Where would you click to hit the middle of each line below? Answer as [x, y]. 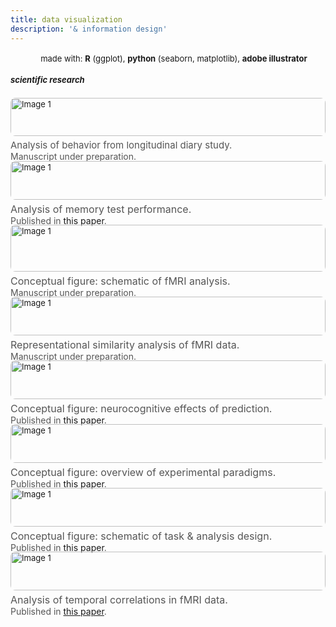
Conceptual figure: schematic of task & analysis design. [141, 536]
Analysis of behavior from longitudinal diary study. [121, 145]
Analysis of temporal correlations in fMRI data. [119, 600]
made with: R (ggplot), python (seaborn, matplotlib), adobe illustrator [174, 58]
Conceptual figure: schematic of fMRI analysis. [120, 281]
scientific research [47, 79]
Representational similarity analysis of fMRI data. [125, 345]
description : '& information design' [89, 29]
